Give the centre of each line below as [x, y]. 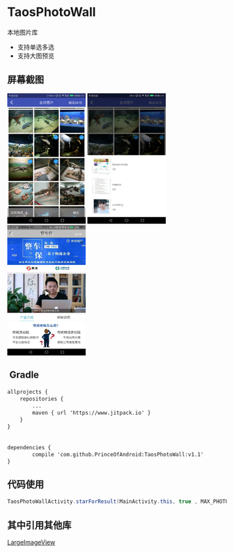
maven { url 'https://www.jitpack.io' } [92, 412]
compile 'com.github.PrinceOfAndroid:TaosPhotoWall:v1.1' [118, 454]
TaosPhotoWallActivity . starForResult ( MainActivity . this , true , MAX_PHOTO [118, 502]
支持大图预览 [36, 56]
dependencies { [29, 447]
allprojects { [28, 392]
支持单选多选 [36, 47]
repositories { [42, 399]
